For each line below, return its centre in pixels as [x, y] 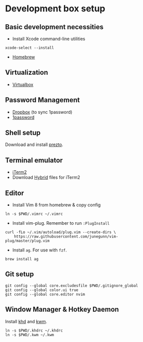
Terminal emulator [34, 160]
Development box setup [55, 9]
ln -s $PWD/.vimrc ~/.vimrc [34, 214]
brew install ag [22, 259]
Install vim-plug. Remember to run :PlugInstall [61, 223]
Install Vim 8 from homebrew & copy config [56, 205]
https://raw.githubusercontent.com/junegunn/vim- [66, 237]
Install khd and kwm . [26, 321]
